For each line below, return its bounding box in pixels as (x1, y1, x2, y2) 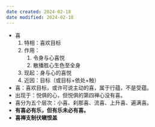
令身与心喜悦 (32, 54, 65, 61)
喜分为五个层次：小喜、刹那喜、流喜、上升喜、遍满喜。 (14, 99, 152, 106)
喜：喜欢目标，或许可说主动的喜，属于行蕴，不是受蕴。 (14, 84, 152, 91)
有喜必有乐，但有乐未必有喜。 (14, 106, 89, 114)
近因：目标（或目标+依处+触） (23, 76, 100, 84)
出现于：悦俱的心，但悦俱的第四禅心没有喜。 (14, 91, 126, 99)
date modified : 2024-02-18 (6, 14, 74, 20)
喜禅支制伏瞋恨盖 (14, 114, 58, 121)
